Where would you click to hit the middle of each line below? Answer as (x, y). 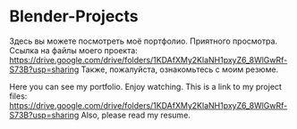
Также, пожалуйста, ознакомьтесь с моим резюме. (180, 69)
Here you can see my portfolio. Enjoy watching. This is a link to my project (145, 86)
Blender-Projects (74, 16)
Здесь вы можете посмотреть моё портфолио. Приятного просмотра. (144, 41)
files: (18, 96)
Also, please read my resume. (136, 115)
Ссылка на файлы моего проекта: (74, 50)
